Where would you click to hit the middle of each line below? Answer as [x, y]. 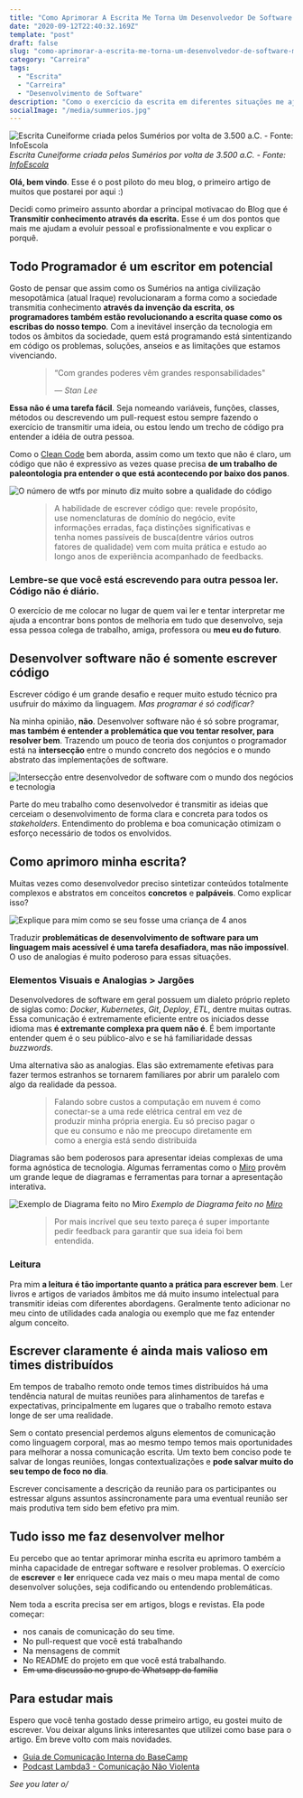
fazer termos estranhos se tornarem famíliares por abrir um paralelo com [145, 1075]
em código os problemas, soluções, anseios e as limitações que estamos [145, 346]
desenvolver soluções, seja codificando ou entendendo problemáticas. [141, 1587]
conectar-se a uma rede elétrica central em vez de [148, 1111]
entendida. [74, 1241]
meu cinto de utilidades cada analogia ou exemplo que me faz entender [142, 1313]
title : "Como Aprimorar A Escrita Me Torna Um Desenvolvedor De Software [151, 18]
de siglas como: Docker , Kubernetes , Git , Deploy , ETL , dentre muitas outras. [151, 1009]
